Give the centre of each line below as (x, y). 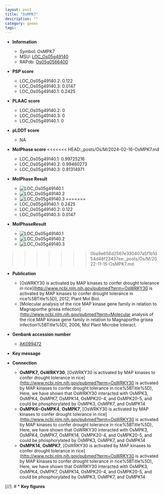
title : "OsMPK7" (22, 14)
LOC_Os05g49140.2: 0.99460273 (53, 164)
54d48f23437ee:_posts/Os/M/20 (124, 259)
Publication (24, 274)
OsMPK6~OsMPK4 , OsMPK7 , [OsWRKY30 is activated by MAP (84, 409)
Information (24, 42)
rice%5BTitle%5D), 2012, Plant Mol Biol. (60, 299)
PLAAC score (26, 101)
